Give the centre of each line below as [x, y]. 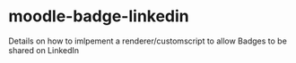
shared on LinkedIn [44, 50]
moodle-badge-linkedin [99, 16]
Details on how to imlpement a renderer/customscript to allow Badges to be [148, 41]
